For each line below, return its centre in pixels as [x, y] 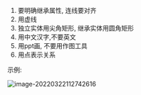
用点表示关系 [36, 55]
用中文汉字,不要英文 [47, 37]
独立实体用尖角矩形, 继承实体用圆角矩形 [75, 28]
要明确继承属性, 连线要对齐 [57, 10]
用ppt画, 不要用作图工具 [52, 46]
